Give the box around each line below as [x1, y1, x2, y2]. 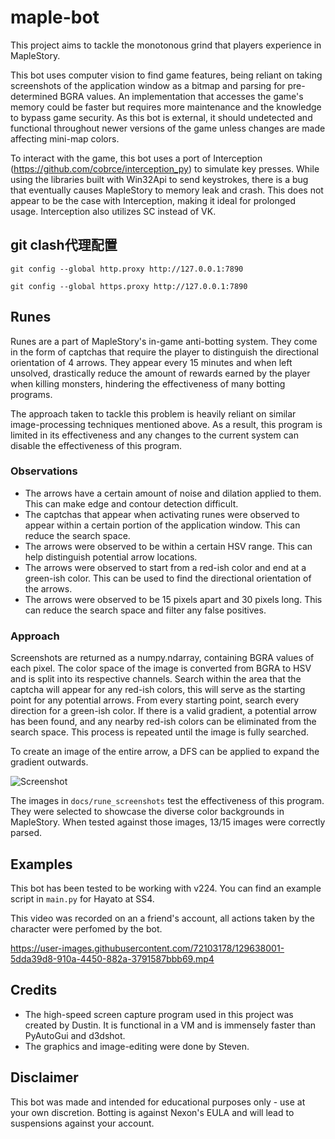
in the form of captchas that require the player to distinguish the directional [10, 346, 320, 358]
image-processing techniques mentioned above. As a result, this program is [10, 418, 323, 430]
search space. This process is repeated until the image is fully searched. [10, 726, 310, 738]
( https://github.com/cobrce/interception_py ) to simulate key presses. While [10, 162, 320, 175]
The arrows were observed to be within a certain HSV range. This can [24, 540, 313, 552]
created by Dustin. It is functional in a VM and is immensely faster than [24, 1019, 317, 1031]
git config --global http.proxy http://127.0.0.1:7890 [10, 264, 244, 274]
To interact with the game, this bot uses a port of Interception [10, 152, 263, 164]
